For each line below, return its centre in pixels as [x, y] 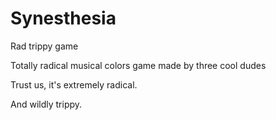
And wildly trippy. [46, 104]
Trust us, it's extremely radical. [74, 84]
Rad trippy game [44, 46]
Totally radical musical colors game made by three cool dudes [138, 65]
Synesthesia [63, 18]
